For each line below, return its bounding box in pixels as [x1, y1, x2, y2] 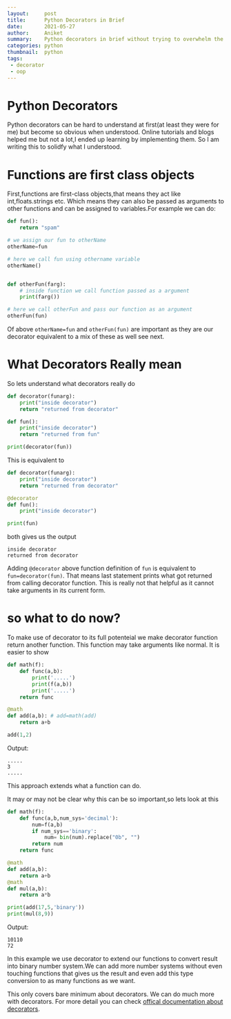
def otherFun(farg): [7, 281, 67, 288]
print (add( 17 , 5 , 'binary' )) [7, 904, 85, 911]
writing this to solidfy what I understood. [7, 143, 122, 151]
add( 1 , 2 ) [7, 731, 32, 738]
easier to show [7, 648, 50, 657]
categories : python [7, 42, 63, 49]
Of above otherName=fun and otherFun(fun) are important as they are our [7, 325, 214, 333]
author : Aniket [7, 29, 63, 37]
